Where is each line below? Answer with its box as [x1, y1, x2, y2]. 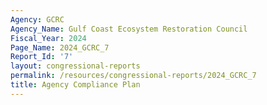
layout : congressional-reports [10, 61, 141, 71]
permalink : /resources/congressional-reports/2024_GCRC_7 [10, 71, 257, 81]
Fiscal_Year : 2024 [10, 33, 87, 43]
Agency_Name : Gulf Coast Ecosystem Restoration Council [10, 24, 248, 34]
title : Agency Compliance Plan [10, 80, 141, 90]
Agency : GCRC [10, 14, 65, 25]
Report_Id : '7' [10, 52, 74, 62]
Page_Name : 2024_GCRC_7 [10, 42, 110, 53]
